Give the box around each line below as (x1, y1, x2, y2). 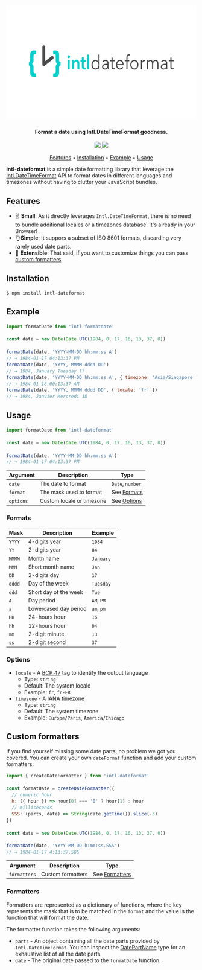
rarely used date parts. (14, 243, 72, 250)
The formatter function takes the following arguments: (6, 925, 140, 933)
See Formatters (92, 870, 131, 878)
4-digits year (28, 538, 62, 545)
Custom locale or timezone (40, 497, 107, 504)
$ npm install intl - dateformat (6, 290, 85, 296)
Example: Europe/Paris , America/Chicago (24, 714, 125, 721)
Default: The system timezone (24, 707, 99, 715)
